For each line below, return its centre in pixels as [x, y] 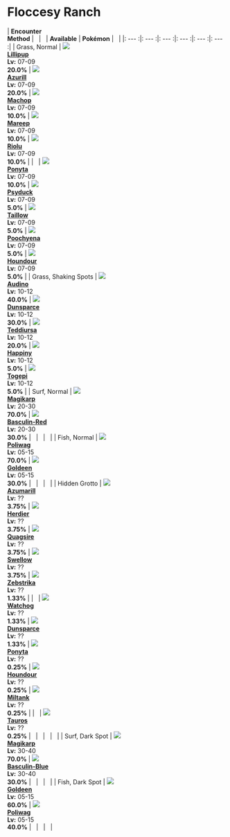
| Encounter [25, 31]
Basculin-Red [27, 422]
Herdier [18, 513]
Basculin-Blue [28, 766]
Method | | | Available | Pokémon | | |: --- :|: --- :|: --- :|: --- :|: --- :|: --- [115, 38]
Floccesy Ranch [54, 12]
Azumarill [21, 490]
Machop [19, 100]
